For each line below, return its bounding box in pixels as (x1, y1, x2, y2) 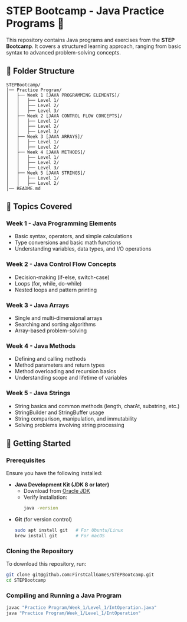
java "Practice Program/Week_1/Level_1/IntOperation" (6, 610, 142, 617)
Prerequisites (6, 456, 45, 464)
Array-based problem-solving (14, 327, 87, 334)
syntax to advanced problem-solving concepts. (6, 49, 121, 56)
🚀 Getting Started (6, 438, 71, 448)
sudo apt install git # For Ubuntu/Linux (14, 527, 124, 534)
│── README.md (6, 185, 41, 191)
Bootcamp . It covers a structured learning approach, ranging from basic (6, 43, 182, 50)
